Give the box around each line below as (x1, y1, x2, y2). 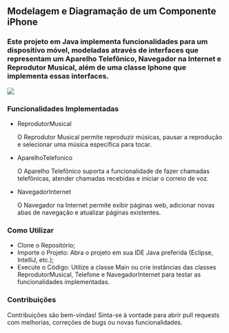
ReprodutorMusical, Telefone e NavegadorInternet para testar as (17, 270, 201, 279)
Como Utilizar (7, 225, 54, 235)
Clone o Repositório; (17, 241, 76, 250)
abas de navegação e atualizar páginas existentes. (17, 208, 161, 216)
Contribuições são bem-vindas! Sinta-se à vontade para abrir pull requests (7, 310, 220, 319)
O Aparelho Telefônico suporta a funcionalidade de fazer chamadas (17, 167, 210, 175)
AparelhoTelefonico (17, 153, 73, 161)
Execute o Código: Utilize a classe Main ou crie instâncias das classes (17, 263, 217, 272)
